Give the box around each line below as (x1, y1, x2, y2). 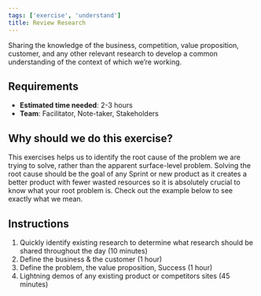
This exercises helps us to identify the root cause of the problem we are (8, 152, 241, 162)
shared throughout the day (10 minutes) (19, 246, 148, 255)
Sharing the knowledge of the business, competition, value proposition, (8, 40, 240, 49)
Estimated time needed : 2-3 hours (19, 100, 134, 110)
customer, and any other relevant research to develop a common (8, 49, 218, 58)
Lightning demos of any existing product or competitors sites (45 (19, 271, 230, 280)
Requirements (8, 79, 79, 93)
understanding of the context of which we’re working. (8, 57, 182, 67)
